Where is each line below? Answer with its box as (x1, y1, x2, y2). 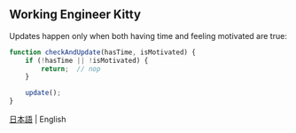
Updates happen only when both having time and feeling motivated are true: (9, 30, 288, 41)
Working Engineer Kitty (9, 7, 142, 22)
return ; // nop (41, 64, 101, 74)
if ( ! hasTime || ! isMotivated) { (25, 56, 149, 65)
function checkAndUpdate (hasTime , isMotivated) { (9, 48, 197, 57)
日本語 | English (9, 114, 66, 125)
